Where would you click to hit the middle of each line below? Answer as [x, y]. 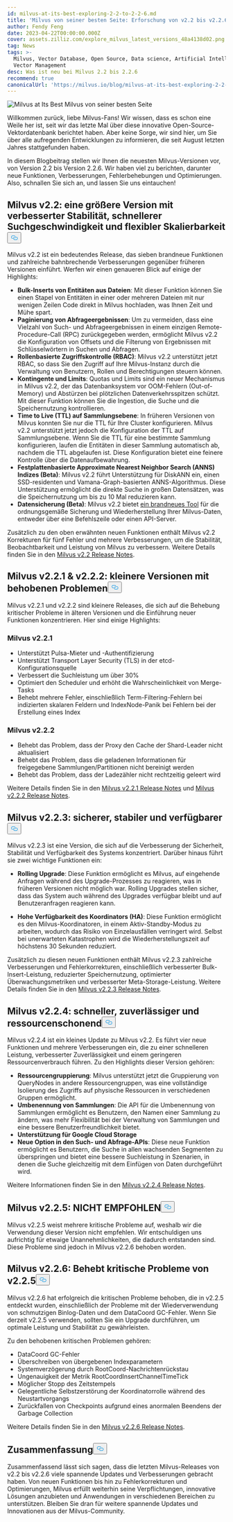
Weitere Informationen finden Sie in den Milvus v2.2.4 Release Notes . [106, 1185]
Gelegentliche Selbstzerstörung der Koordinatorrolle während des [111, 1391]
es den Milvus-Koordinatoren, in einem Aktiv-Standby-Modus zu [109, 924]
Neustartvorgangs [43, 1398]
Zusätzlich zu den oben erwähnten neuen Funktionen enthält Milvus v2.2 [111, 533]
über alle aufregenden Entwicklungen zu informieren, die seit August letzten [116, 140]
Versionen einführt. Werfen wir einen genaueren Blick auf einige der [104, 270]
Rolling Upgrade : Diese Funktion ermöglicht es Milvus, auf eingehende [119, 874]
